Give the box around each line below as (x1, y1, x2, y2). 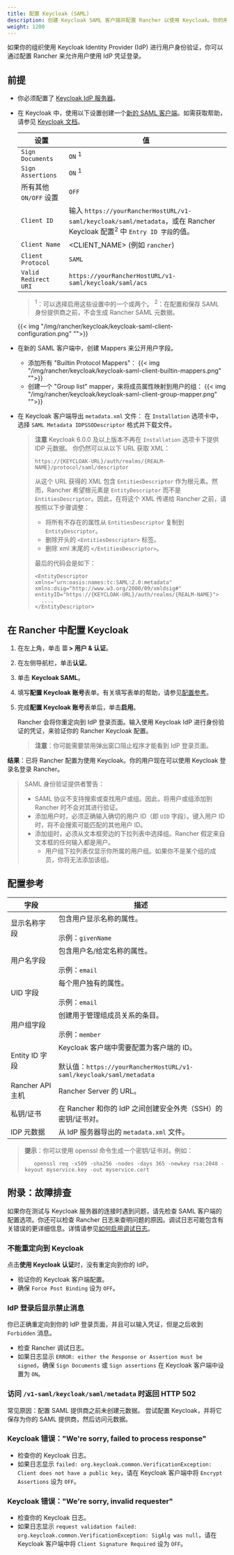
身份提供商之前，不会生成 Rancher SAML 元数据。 (34, 308, 179, 317)
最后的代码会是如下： (34, 559, 96, 568)
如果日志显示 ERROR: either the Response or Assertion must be (17, 1352, 203, 1361)
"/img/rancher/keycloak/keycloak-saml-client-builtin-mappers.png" (27, 366, 221, 375)
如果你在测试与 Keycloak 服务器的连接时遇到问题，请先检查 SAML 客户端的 (7, 1207, 222, 1215)
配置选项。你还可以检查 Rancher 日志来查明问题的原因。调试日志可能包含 (7, 1215, 218, 1223)
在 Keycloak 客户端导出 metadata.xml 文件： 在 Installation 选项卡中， (17, 412, 222, 420)
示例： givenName (58, 933, 112, 943)
